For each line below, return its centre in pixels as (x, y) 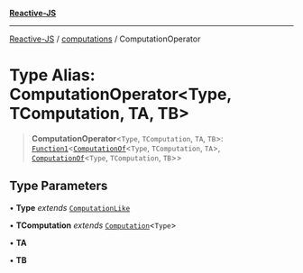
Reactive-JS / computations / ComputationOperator (105, 39)
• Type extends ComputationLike (70, 207)
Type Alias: (53, 75)
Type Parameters (59, 186)
